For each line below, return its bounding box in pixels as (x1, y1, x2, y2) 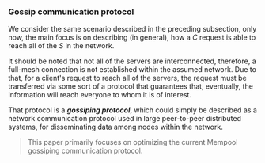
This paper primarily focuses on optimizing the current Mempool (27, 138, 238, 147)
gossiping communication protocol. (27, 146, 143, 156)
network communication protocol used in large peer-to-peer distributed (8, 114, 242, 123)
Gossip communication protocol (8, 6, 134, 17)
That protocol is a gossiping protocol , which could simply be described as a (8, 105, 257, 115)
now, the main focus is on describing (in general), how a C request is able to (8, 32, 256, 42)
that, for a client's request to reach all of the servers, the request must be (8, 74, 247, 83)
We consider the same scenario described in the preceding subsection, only (8, 25, 257, 34)
